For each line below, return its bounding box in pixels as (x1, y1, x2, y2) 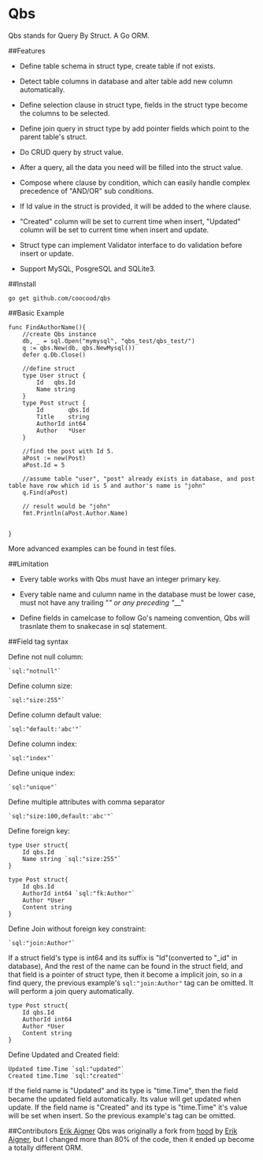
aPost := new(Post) (22, 454, 87, 462)
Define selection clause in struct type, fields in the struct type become (19, 100, 248, 109)
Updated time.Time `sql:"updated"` (8, 1065, 125, 1073)
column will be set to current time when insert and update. (19, 225, 209, 235)
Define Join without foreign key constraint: (8, 924, 146, 933)
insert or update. (19, 249, 74, 258)
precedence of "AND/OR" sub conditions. (19, 186, 154, 195)
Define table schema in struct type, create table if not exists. (19, 61, 216, 71)
